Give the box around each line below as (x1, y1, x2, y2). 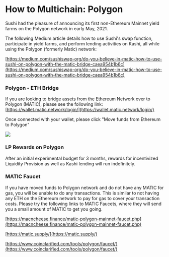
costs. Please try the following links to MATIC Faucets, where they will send (5, 201, 162, 207)
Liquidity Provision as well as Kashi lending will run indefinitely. (5, 160, 136, 167)
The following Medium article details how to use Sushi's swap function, (5, 35, 153, 41)
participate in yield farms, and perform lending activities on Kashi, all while (5, 40, 160, 46)
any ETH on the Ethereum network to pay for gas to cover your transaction (5, 195, 160, 201)
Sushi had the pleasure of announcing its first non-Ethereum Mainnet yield (5, 20, 159, 26)
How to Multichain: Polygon (5, 4, 123, 15)
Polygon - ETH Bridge (5, 84, 59, 91)
